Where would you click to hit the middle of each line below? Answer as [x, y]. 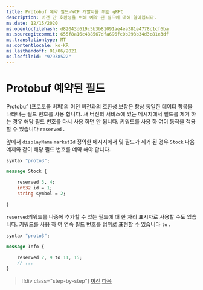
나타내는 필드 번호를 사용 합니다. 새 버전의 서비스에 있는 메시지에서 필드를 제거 [98, 114]
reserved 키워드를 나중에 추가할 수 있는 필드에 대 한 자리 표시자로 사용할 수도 [96, 216]
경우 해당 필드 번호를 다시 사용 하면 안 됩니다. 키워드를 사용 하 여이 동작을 [98, 121]
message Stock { [27, 172]
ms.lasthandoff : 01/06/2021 [42, 51]
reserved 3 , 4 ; [36, 182]
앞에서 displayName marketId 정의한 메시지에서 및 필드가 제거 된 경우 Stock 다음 [101, 142]
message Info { [25, 247]
